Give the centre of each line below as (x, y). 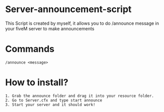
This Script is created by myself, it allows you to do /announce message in (82, 23)
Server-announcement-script (68, 9)
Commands (30, 49)
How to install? (37, 82)
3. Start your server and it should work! (50, 104)
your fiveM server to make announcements (50, 28)
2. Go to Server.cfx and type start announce (54, 100)
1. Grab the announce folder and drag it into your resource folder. (80, 96)
